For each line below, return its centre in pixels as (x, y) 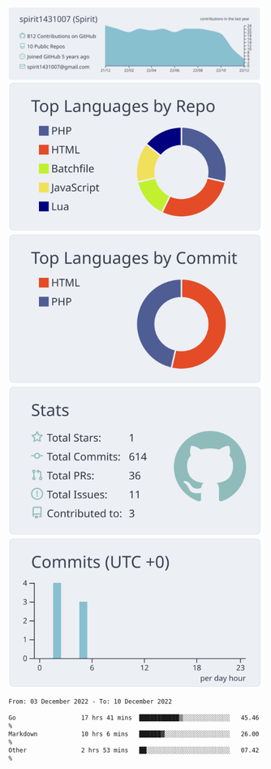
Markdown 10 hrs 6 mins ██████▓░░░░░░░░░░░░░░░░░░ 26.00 (134, 734)
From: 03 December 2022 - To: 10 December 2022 (90, 702)
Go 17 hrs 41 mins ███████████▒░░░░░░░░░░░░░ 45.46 (134, 718)
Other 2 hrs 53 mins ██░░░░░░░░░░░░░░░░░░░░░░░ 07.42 (134, 750)
